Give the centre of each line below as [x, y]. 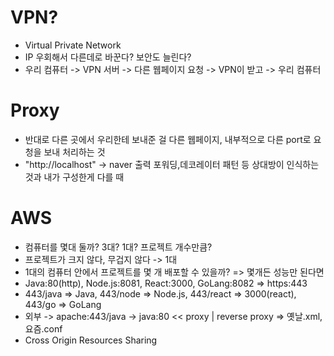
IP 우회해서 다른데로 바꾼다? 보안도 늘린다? [108, 57]
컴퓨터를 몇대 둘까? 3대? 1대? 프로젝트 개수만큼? [118, 247]
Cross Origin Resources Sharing [91, 340]
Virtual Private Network [73, 45]
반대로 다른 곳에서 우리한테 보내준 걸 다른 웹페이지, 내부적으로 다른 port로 [168, 139]
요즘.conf [43, 328]
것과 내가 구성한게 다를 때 [74, 177]
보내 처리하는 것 [74, 152]
